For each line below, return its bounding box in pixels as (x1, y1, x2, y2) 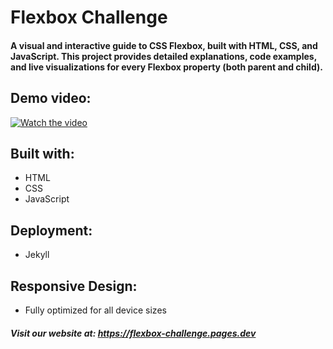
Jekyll (24, 249, 50, 261)
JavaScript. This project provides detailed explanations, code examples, (10, 50, 317, 62)
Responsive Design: (10, 277, 138, 295)
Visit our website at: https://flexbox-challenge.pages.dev (10, 327, 257, 339)
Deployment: (10, 222, 93, 239)
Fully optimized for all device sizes (24, 304, 167, 316)
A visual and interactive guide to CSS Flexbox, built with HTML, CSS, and (10, 39, 318, 51)
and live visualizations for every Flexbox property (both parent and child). (10, 61, 323, 73)
